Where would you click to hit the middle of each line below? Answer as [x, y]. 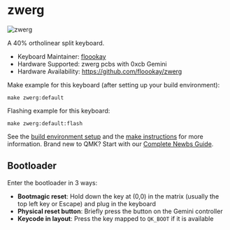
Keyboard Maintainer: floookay [62, 56]
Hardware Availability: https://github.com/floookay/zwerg [100, 71]
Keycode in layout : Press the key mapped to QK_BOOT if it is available [115, 218]
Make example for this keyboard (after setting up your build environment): [114, 85]
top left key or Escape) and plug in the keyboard [86, 203]
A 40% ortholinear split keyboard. [56, 43]
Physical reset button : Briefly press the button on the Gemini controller [120, 211]
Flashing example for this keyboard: [59, 110]
